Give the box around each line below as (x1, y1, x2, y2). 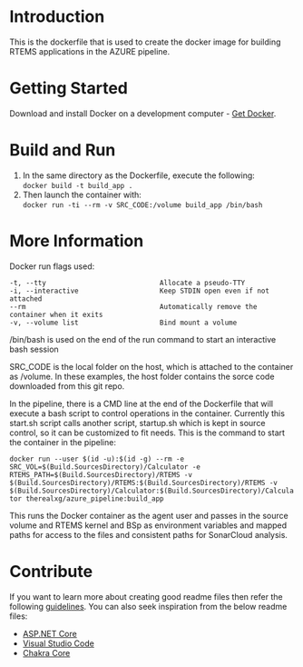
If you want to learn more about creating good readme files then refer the (9, 591, 283, 602)
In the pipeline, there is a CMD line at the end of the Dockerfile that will (9, 398, 274, 409)
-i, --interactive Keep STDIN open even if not (9, 286, 270, 295)
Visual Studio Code (22, 638, 95, 649)
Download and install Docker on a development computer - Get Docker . (9, 107, 277, 119)
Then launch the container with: (22, 189, 142, 200)
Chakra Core (22, 647, 71, 658)
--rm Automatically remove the (9, 302, 258, 311)
